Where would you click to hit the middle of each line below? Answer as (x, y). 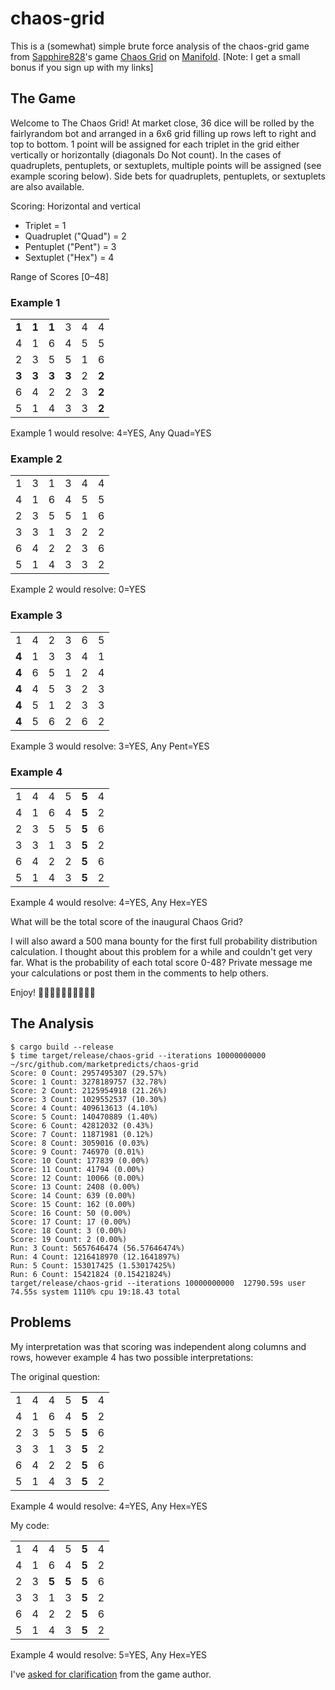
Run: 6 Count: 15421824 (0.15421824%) (91, 1274)
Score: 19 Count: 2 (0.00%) (69, 1239)
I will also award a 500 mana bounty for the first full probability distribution (164, 941)
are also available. (47, 186)
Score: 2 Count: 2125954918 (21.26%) (89, 1090)
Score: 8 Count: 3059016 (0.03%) (80, 1143)
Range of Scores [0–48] (59, 276)
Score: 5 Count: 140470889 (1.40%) (84, 1117)
